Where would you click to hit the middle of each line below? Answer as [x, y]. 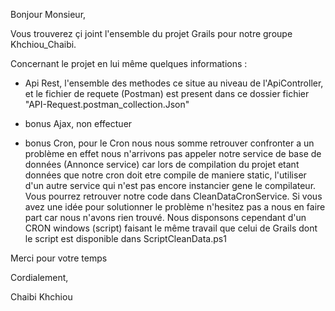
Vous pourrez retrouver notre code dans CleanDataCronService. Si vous [173, 196]
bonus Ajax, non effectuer [78, 123]
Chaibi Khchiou [41, 297]
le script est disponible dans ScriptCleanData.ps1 [125, 238]
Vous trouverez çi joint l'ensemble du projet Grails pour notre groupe [151, 33]
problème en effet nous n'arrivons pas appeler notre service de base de [173, 153]
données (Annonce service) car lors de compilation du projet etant [162, 164]
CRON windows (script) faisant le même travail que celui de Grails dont [171, 228]
